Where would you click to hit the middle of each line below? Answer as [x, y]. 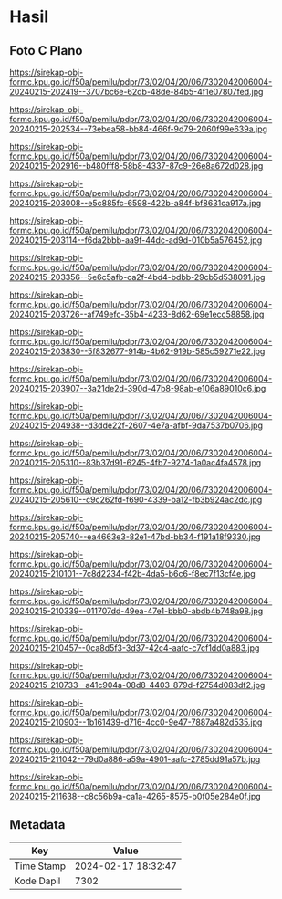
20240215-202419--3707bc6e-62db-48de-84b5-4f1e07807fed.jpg [136, 92]
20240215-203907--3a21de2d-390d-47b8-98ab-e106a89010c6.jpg [138, 388]
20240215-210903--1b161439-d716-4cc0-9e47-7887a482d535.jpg [136, 722]
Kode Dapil [37, 881]
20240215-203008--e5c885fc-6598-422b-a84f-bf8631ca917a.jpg [136, 203]
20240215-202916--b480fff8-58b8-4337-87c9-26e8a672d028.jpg [136, 166]
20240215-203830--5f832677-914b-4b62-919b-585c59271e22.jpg [137, 351]
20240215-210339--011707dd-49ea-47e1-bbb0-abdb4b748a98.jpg [136, 611]
